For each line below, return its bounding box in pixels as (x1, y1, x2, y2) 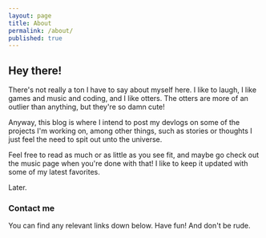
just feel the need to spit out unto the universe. (8, 135, 163, 144)
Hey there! (8, 63, 62, 77)
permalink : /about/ (8, 26, 74, 34)
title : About (8, 19, 52, 27)
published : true (8, 34, 62, 42)
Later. (8, 183, 27, 192)
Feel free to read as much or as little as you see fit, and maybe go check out (8, 150, 260, 160)
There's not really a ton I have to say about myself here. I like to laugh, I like (8, 85, 257, 95)
